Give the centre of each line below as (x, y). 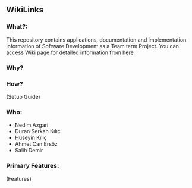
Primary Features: (33, 166)
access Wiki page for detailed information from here (70, 52)
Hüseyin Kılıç (31, 138)
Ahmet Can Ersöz (36, 144)
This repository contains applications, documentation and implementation (96, 40)
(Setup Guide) (23, 96)
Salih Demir (29, 151)
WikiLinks (25, 10)
